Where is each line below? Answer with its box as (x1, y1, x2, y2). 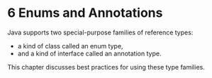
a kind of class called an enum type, (17, 41, 123, 50)
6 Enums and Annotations (7, 5, 163, 21)
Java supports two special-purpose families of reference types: (7, 28, 194, 37)
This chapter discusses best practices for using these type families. (7, 63, 206, 71)
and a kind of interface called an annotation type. (17, 49, 162, 58)
